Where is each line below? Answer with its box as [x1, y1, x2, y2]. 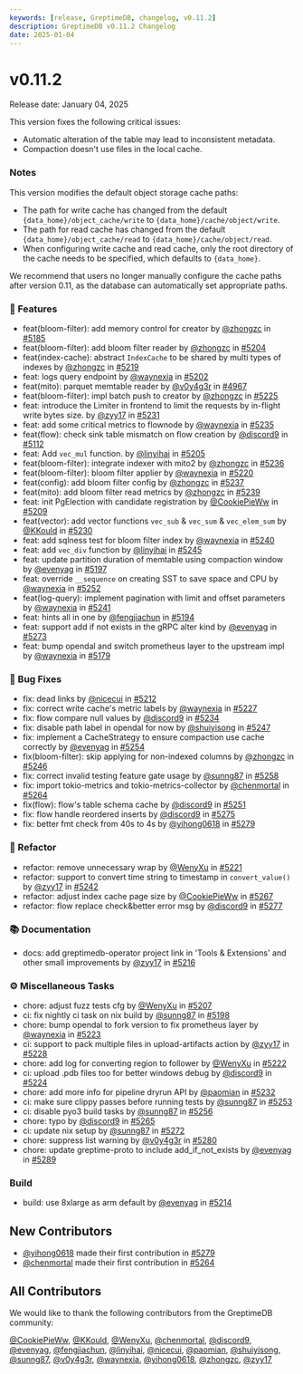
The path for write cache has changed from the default [22, 205, 228, 216]
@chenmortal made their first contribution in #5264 [22, 1257, 215, 1268]
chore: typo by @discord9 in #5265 [22, 1116, 156, 1127]
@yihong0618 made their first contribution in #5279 [22, 1247, 215, 1259]
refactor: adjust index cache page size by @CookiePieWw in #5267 [22, 890, 274, 901]
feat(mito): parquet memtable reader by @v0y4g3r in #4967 [22, 380, 247, 391]
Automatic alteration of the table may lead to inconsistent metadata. [22, 134, 276, 145]
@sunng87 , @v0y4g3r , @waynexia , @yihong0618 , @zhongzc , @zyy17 [9, 1354, 273, 1365]
